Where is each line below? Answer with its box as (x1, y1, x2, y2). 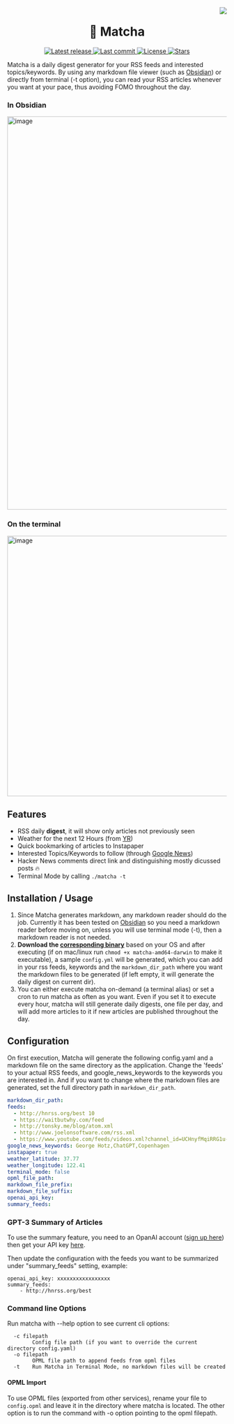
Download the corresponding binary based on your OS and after (17, 940, 205, 949)
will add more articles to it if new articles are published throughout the (17, 1007, 219, 1016)
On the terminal (7, 519, 61, 529)
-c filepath (13, 1333, 49, 1340)
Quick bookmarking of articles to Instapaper (17, 842, 144, 850)
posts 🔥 (17, 864, 40, 872)
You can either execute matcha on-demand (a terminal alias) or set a (17, 985, 214, 993)
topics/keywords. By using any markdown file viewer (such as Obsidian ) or (7, 68, 221, 76)
